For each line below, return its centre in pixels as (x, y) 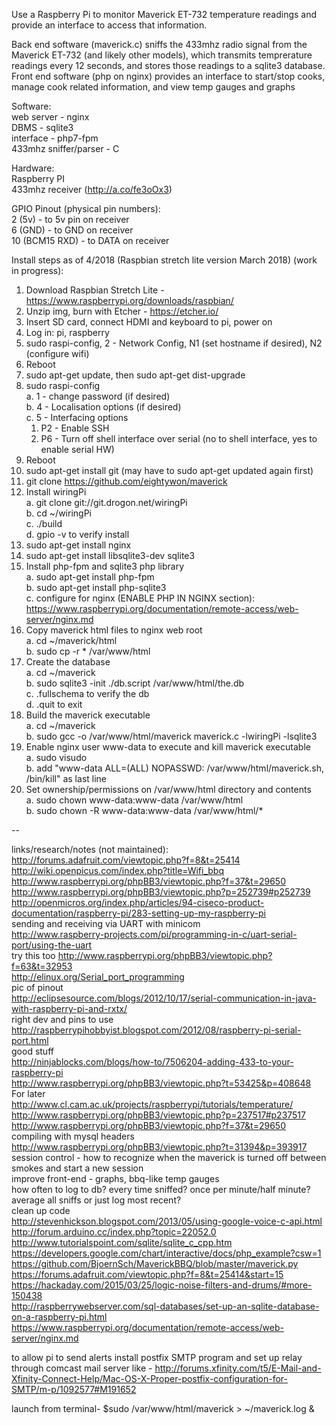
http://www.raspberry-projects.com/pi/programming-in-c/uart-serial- (154, 934)
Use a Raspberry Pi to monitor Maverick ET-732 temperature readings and (164, 14)
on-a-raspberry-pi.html (59, 1317)
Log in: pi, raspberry (67, 332)
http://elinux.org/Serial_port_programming (98, 977)
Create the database (68, 662)
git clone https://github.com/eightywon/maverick (126, 481)
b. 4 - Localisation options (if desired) (103, 407)
